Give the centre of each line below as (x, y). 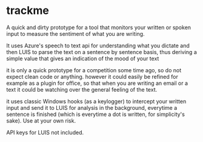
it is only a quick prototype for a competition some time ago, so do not (94, 70)
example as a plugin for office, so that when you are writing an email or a (97, 83)
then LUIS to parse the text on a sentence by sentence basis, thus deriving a (101, 52)
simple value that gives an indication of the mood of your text (83, 58)
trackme (28, 11)
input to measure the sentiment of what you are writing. (75, 33)
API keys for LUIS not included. (45, 132)
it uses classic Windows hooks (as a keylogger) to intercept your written (96, 101)
